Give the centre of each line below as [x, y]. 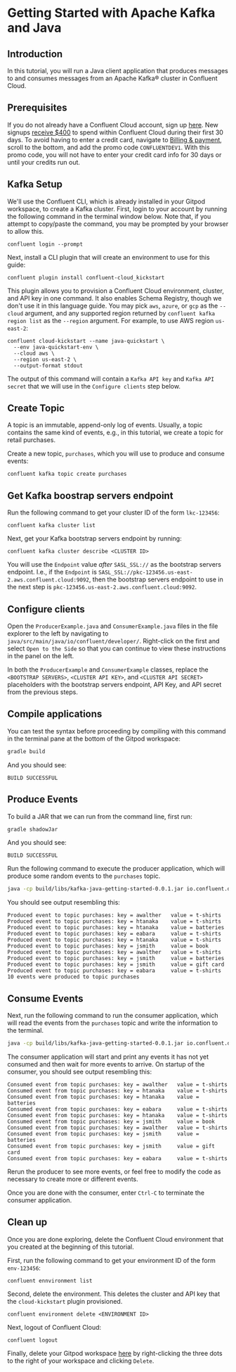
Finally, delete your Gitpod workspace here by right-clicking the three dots [115, 1353]
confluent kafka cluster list [52, 526]
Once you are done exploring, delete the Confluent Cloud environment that [116, 1239]
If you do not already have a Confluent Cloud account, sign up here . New [113, 125]
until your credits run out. [44, 162]
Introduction [35, 54]
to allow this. [26, 231]
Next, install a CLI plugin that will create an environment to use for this [109, 257]
